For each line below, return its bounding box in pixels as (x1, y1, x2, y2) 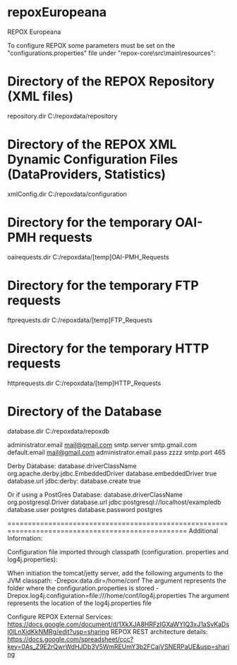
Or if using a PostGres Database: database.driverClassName (7, 490, 183, 499)
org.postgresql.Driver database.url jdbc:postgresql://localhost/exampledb (7, 498, 221, 506)
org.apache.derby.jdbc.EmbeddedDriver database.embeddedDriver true (7, 469, 217, 477)
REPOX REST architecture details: (110, 627, 208, 635)
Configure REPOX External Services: (7, 612, 113, 621)
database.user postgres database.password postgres (7, 505, 163, 513)
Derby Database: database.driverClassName (7, 461, 138, 470)
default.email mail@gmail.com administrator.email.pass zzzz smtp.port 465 (7, 448, 226, 456)
